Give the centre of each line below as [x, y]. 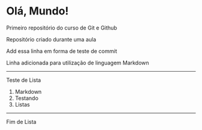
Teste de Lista [23, 80]
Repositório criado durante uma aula [51, 39]
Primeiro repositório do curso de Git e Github [62, 28]
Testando [27, 98]
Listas [22, 104]
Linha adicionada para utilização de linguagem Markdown [78, 63]
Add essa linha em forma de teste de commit [62, 51]
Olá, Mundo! [38, 11]
